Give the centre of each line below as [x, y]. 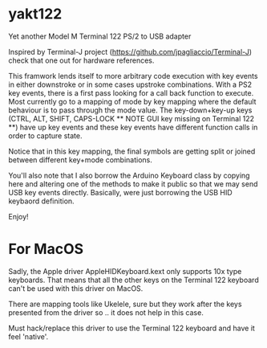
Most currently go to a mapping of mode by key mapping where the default [132, 101]
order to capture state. [45, 135]
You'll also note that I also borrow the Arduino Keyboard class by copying [129, 175]
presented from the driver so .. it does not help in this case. [106, 312]
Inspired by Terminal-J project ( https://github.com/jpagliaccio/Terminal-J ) [130, 51]
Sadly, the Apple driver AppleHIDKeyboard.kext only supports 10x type [125, 271]
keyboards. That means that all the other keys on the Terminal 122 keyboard [133, 280]
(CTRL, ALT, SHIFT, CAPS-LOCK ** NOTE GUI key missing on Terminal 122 [131, 118]
